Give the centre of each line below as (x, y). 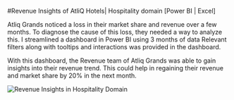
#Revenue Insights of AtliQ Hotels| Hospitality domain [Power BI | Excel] (112, 11)
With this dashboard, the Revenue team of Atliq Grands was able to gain (112, 61)
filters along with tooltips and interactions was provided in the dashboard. (114, 47)
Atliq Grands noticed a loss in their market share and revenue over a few (112, 24)
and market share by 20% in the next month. (72, 75)
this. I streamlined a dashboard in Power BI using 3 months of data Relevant (117, 39)
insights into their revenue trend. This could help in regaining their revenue (116, 68)
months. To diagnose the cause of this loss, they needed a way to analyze (115, 32)
